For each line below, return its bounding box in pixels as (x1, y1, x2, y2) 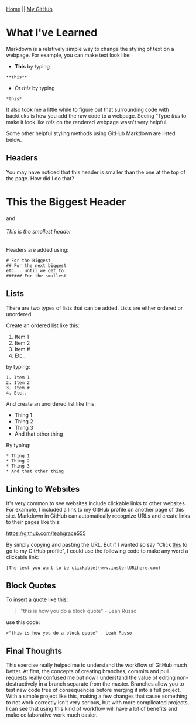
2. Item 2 (6, 379, 30, 386)
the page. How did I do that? (6, 174, 74, 181)
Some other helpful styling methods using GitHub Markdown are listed (6, 129, 176, 137)
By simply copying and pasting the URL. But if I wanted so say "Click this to (6, 541, 188, 548)
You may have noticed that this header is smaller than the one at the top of (6, 169, 186, 176)
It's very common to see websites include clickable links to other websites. (6, 499, 187, 506)
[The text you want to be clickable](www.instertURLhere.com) (6, 565, 161, 571)
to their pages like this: (6, 518, 61, 525)
